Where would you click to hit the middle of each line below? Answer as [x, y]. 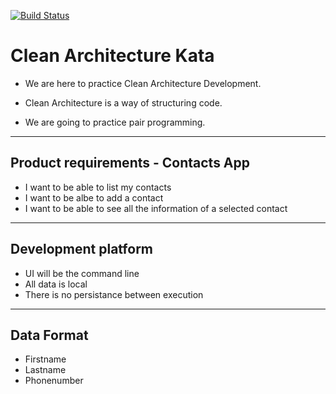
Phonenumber [54, 381]
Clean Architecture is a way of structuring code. [123, 102]
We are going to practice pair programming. [115, 122]
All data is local [56, 284]
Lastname [45, 370]
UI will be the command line [82, 273]
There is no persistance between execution [114, 294]
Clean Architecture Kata [112, 56]
